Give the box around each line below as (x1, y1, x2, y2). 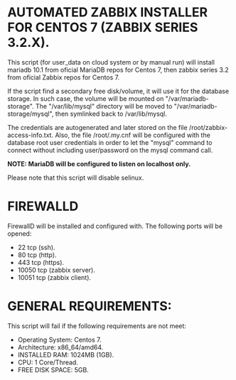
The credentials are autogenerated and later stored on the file (7, 123, 188, 131)
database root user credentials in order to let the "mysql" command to (7, 138, 213, 146)
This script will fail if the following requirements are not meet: (7, 321, 187, 330)
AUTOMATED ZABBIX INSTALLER (7, 4, 208, 21)
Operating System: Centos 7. (17, 335, 102, 344)
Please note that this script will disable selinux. (7, 173, 144, 182)
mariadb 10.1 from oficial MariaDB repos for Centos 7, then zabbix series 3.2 (7, 65, 229, 74)
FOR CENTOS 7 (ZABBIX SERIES (7, 19, 198, 36)
